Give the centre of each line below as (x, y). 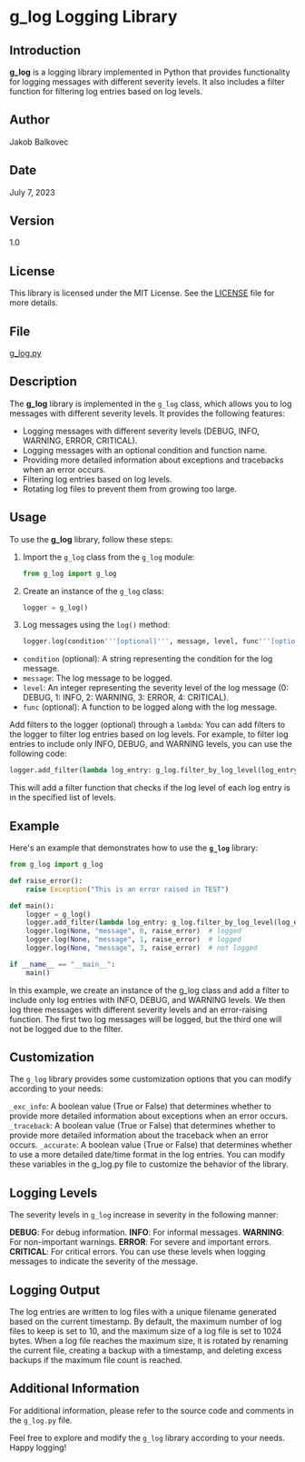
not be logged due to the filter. (66, 1029)
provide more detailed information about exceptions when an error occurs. (149, 1116)
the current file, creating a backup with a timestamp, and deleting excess (146, 1350)
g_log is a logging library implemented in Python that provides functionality (150, 72)
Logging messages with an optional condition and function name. (145, 450)
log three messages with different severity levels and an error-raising (138, 1009)
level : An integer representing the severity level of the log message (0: (155, 688)
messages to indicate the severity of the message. (103, 1261)
